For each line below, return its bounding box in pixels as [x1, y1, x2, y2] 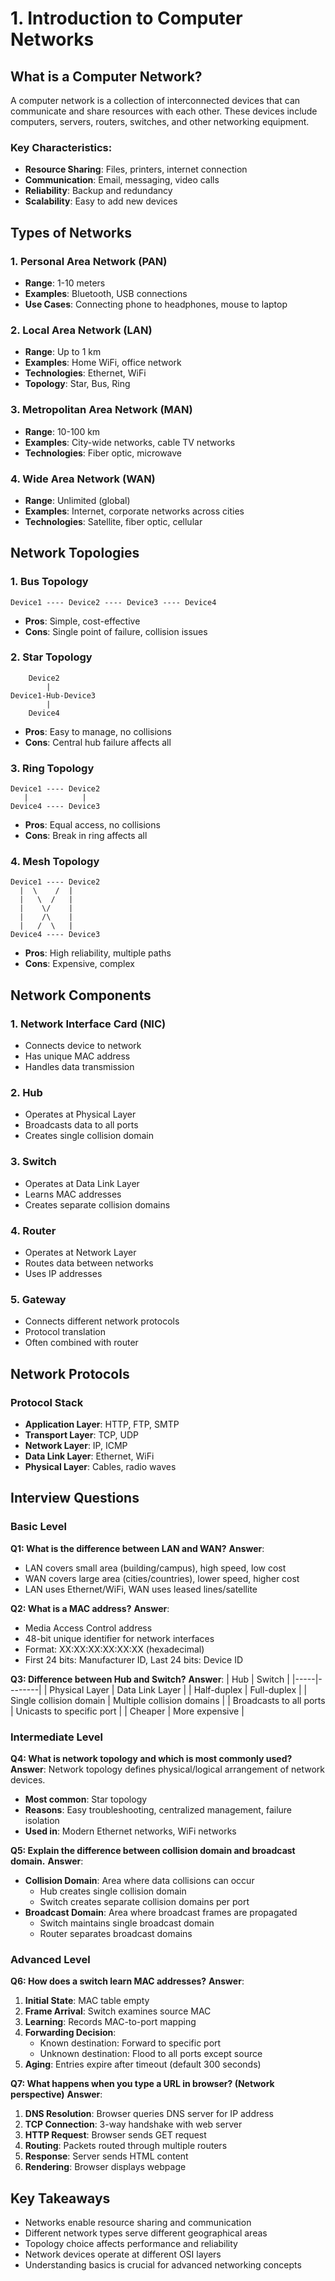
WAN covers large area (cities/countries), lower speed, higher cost [24, 1572, 300, 1584]
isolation [24, 1815, 60, 1826]
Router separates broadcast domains [39, 1928, 193, 1939]
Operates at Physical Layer [24, 1108, 137, 1121]
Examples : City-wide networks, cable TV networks [24, 436, 236, 448]
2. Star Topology [10, 650, 93, 664]
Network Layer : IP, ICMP [24, 1440, 128, 1452]
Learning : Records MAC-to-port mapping [24, 2016, 197, 2028]
